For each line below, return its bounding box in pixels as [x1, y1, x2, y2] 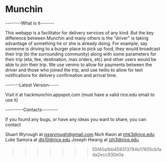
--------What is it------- [5, 20, 54, 26]
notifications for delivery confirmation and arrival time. [5, 72, 117, 78]
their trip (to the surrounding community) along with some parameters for [5, 51, 156, 57]
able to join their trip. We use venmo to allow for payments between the [5, 61, 152, 67]
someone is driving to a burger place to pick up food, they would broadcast [5, 45, 160, 51]
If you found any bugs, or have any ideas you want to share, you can [5, 116, 146, 122]
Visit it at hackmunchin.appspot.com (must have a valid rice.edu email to [5, 91, 155, 97]
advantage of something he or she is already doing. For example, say [5, 40, 147, 46]
